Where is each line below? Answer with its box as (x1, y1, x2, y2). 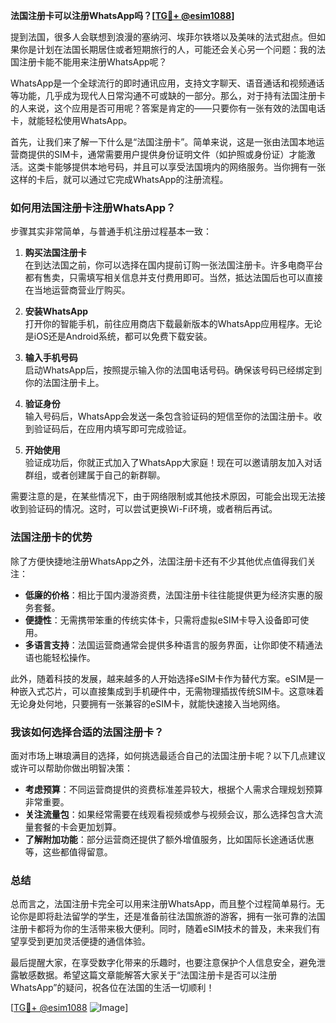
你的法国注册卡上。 (24, 377, 105, 389)
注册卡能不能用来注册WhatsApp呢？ (18, 56, 168, 68)
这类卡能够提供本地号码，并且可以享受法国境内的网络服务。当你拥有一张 (27, 161, 326, 173)
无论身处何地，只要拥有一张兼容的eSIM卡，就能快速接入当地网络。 (10, 697, 286, 709)
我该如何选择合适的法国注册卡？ (10, 725, 165, 739)
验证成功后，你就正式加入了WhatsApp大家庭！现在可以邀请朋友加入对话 (24, 457, 323, 469)
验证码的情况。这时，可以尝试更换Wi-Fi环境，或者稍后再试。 (27, 503, 278, 515)
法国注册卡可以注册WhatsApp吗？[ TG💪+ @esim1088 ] (10, 10, 235, 21)
